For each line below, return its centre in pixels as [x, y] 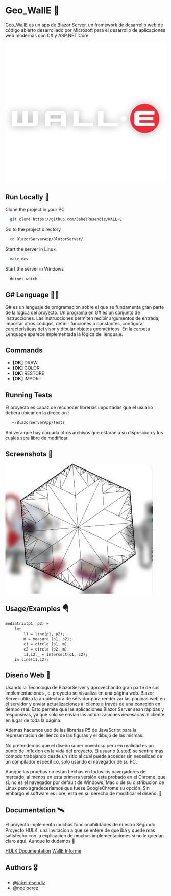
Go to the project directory [33, 229]
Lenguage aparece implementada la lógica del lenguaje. [64, 334]
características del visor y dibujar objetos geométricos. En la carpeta [78, 329]
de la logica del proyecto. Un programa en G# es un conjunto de [73, 312]
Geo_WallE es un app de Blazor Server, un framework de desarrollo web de [84, 25]
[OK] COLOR [26, 368]
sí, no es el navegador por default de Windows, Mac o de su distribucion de [85, 782]
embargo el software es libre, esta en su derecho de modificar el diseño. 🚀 [84, 793]
